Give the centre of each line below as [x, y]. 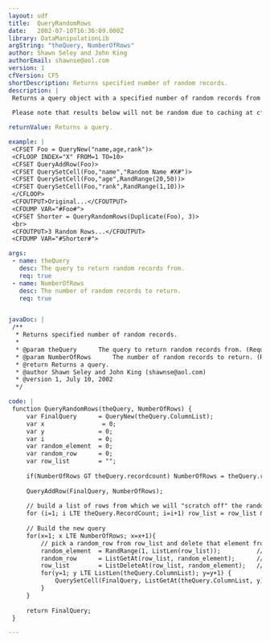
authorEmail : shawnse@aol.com [59, 61]
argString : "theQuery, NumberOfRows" [72, 46]
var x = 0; [71, 424]
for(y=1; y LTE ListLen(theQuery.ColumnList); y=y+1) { [136, 574]
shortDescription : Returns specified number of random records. [118, 83]
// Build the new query [66, 529]
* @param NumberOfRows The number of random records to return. [134, 357]
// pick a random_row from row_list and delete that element [145, 543]
